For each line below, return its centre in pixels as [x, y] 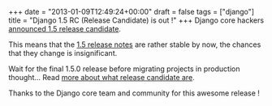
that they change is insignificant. [63, 53]
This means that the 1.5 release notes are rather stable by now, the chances [135, 45]
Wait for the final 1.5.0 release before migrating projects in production [124, 69]
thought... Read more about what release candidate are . [101, 77]
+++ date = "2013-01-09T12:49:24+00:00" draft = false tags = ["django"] [131, 12]
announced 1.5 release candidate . [65, 29]
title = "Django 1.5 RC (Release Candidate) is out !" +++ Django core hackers [136, 20]
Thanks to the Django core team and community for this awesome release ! [134, 93]
